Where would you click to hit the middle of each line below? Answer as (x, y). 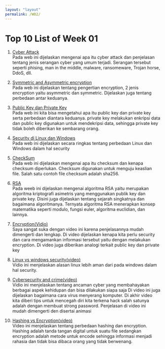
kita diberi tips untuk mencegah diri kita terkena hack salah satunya (81, 301)
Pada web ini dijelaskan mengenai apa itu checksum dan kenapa (78, 163)
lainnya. (20, 215)
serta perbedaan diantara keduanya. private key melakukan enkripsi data (86, 118)
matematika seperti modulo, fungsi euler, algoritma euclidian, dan (79, 209)
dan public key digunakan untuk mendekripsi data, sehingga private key (85, 123)
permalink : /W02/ (23, 14)
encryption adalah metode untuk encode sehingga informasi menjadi (82, 336)
